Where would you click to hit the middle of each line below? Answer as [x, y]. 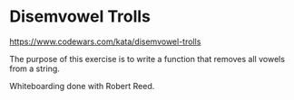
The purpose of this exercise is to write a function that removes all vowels [147, 59]
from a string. [35, 68]
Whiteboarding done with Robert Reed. [82, 86]
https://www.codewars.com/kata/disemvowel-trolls [105, 41]
